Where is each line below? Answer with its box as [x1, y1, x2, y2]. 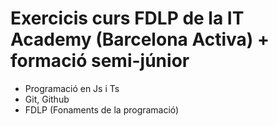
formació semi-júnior [10, 50, 190, 72]
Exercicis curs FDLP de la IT [10, 7, 245, 30]
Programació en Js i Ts [24, 82, 120, 94]
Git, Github [24, 93, 70, 105]
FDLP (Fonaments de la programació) [24, 103, 180, 116]
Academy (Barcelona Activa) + [10, 28, 270, 51]
